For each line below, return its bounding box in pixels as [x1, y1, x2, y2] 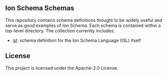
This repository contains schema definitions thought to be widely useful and [5, 17, 162, 23]
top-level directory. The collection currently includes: [5, 27, 115, 34]
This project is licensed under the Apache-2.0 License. [5, 65, 119, 71]
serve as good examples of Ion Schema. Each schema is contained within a [5, 22, 161, 28]
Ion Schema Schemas [5, 4, 74, 12]
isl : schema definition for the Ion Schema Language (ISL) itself [12, 37, 141, 43]
